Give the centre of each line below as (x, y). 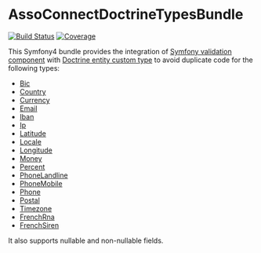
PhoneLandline (43, 175)
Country (33, 91)
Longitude (36, 150)
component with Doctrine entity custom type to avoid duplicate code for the (130, 60)
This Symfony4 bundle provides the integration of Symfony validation (120, 51)
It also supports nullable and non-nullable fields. (86, 240)
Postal (30, 200)
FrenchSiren (39, 225)
